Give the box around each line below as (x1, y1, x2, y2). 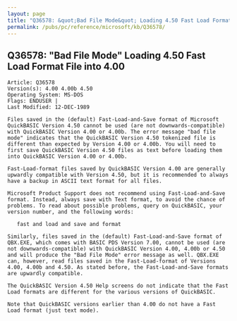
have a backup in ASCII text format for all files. (7, 177, 162, 185)
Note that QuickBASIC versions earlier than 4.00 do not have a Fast (7, 301, 217, 308)
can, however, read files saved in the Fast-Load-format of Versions (7, 258, 217, 265)
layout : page (7, 10, 46, 18)
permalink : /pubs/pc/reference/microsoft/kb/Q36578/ (7, 23, 166, 30)
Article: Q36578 (7, 79, 55, 87)
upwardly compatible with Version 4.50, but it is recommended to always (7, 172, 229, 179)
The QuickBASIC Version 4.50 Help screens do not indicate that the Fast (7, 282, 229, 289)
